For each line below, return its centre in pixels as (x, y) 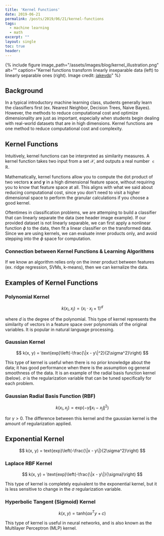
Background (24, 91)
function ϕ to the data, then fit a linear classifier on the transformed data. (79, 228)
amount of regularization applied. (38, 423)
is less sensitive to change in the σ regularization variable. (64, 489)
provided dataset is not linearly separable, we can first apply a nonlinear (78, 223)
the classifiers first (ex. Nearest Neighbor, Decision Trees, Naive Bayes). (78, 108)
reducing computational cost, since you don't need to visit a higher (72, 193)
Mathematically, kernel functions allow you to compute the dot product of (79, 177)
